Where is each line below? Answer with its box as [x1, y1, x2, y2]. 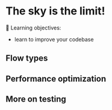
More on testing [5, 94, 67, 105]
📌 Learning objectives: [5, 24, 61, 31]
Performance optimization [5, 73, 107, 84]
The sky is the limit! [5, 4, 106, 18]
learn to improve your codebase [14, 35, 94, 43]
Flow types [5, 53, 48, 64]
